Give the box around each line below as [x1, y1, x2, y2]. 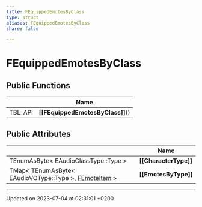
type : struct [6, 14, 39, 20]
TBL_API [9, 109, 33, 117]
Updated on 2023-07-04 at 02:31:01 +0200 [6, 195, 114, 202]
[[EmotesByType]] [139, 170, 193, 179]
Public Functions [6, 80, 70, 91]
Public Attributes [6, 128, 71, 139]
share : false [6, 25, 39, 32]
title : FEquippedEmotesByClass [6, 8, 85, 15]
